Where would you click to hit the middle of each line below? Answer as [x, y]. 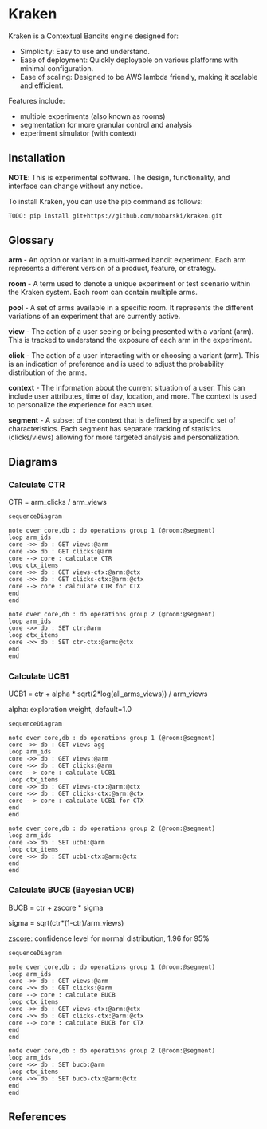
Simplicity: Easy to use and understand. [84, 51]
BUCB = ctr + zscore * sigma [56, 907]
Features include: [37, 100]
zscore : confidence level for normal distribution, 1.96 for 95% [109, 938]
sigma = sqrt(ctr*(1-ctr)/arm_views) [66, 922]
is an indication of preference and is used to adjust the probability [116, 364]
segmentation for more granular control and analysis [106, 124]
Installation [37, 158]
